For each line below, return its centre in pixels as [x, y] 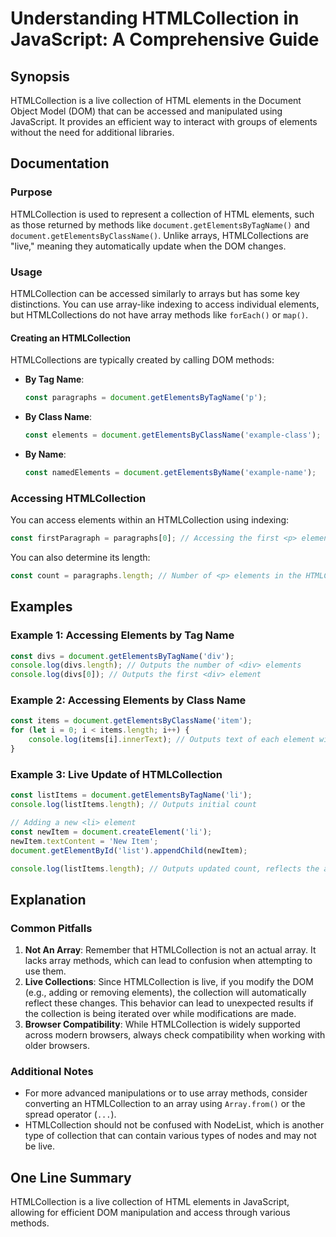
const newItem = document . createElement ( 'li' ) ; [111, 832]
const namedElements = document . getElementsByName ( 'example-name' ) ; [170, 472]
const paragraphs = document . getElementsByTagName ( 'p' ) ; [146, 398]
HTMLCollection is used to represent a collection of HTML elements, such [162, 214]
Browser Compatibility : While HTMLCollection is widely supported [162, 1024]
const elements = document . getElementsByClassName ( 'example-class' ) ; [173, 435]
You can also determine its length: [80, 557]
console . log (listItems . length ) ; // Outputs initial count [133, 805]
